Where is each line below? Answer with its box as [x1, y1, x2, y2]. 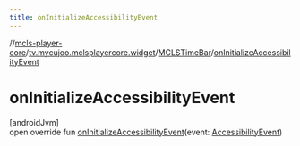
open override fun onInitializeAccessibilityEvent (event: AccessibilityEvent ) [9, 126, 283, 137]
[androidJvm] [9, 117, 60, 127]
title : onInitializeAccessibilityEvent [9, 12, 159, 22]
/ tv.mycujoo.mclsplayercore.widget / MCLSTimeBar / [25, 46, 215, 58]
